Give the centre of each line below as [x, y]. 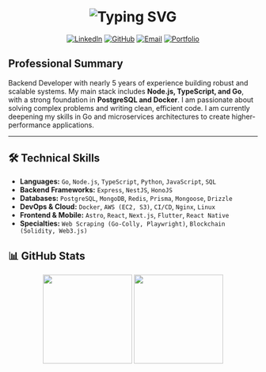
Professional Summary [66, 64]
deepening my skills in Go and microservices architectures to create [119, 116]
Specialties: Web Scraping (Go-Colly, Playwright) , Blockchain [122, 223]
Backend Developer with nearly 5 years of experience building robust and [128, 82]
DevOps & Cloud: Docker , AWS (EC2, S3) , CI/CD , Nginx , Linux [118, 207]
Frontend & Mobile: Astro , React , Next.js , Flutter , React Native [124, 214]
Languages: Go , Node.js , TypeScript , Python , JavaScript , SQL [118, 181]
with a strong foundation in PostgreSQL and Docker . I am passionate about [131, 100]
